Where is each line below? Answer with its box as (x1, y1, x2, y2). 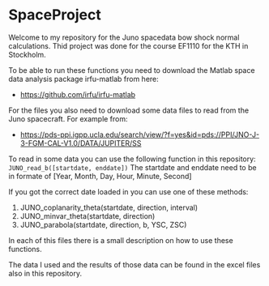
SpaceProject (8, 6, 101, 24)
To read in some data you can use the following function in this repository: (8, 154, 257, 164)
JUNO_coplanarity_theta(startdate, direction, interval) (19, 203, 199, 212)
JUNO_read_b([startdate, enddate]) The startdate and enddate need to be (8, 162, 257, 172)
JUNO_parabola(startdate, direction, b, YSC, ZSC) (19, 220, 187, 229)
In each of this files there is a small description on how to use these (8, 235, 233, 245)
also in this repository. (8, 268, 83, 278)
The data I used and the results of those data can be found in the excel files (8, 259, 261, 269)
